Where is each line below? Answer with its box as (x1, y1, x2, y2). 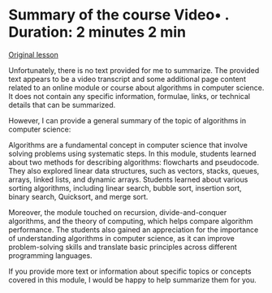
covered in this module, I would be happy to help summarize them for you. (8, 274, 257, 285)
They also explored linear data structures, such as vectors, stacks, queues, (8, 166, 260, 175)
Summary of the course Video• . (8, 6, 230, 24)
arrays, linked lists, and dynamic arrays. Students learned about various (8, 175, 248, 184)
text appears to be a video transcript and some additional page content (8, 74, 246, 84)
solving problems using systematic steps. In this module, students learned (8, 149, 257, 158)
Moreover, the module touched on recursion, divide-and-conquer (8, 207, 227, 217)
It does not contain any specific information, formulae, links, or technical (8, 91, 250, 101)
